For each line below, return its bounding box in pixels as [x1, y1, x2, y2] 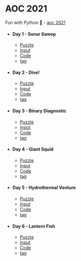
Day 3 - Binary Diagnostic [12, 108, 67, 114]
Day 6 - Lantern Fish [12, 223, 56, 229]
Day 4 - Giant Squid [12, 146, 54, 152]
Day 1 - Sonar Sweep [12, 31, 56, 37]
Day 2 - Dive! [12, 69, 40, 75]
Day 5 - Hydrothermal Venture [12, 185, 76, 191]
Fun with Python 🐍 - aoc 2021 [5, 19, 66, 25]
